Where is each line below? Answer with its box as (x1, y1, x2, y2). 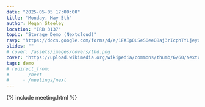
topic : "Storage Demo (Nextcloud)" (6, 32, 97, 38)
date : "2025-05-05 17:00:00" (6, 9, 81, 15)
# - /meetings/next (6, 77, 67, 83)
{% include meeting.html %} (6, 94, 77, 101)
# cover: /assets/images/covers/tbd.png (6, 49, 111, 55)
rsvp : (6, 37, 20, 43)
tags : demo (6, 60, 34, 66)
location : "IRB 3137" (6, 26, 62, 32)
